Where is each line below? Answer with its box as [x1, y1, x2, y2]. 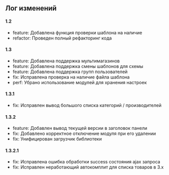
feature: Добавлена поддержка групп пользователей [12, 68, 128, 75]
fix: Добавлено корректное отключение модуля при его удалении [12, 130, 156, 136]
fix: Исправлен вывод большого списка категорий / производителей [12, 102, 161, 108]
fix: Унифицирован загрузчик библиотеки [12, 136, 102, 142]
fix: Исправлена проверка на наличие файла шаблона [12, 74, 130, 80]
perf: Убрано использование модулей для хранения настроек [12, 79, 147, 85]
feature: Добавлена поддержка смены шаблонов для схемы [12, 63, 144, 69]
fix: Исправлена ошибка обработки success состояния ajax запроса [12, 159, 161, 165]
